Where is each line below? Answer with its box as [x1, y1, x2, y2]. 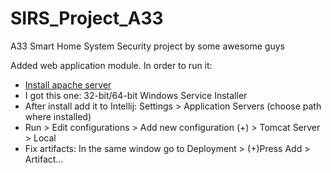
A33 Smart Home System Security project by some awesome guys [10, 40, 285, 52]
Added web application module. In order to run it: [10, 59, 213, 71]
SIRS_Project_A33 [10, 7, 164, 30]
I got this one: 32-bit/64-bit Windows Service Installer [24, 89, 248, 101]
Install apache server [24, 78, 112, 91]
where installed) [24, 110, 92, 122]
